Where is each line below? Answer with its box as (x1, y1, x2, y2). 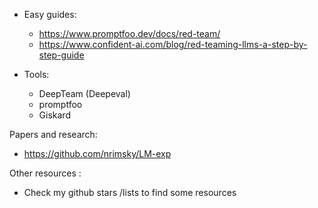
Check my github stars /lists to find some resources (23, 187, 237, 198)
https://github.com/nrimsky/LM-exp (23, 148, 172, 159)
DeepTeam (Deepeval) (38, 88, 131, 99)
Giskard (38, 109, 71, 121)
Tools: (23, 69, 50, 80)
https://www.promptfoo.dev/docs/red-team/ (38, 28, 221, 39)
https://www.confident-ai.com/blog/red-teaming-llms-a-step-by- (38, 39, 308, 50)
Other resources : (9, 167, 82, 179)
